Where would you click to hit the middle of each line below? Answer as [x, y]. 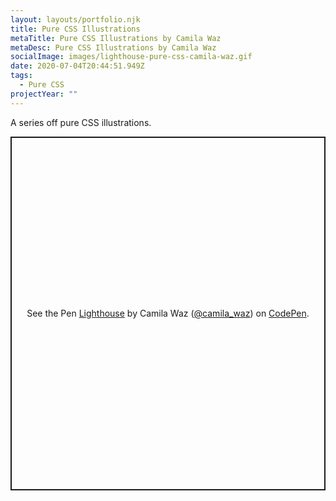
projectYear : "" [44, 94]
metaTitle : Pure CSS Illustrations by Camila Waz [116, 38]
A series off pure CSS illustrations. [81, 122]
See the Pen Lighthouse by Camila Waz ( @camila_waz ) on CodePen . [168, 313]
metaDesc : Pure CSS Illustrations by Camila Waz [113, 47]
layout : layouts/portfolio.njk [75, 19]
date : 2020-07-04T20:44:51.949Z [77, 66]
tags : [21, 76]
